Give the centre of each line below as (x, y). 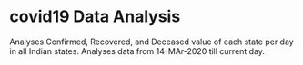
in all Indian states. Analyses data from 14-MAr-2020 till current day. (137, 51)
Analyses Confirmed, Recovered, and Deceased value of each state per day (151, 42)
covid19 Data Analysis (95, 17)
